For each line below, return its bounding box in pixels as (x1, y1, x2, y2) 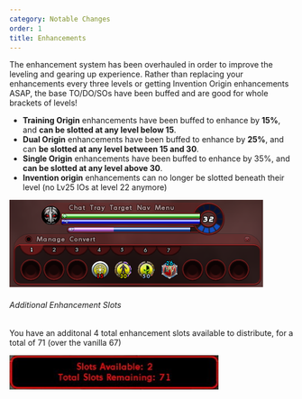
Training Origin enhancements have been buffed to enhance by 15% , (22, 115, 281, 126)
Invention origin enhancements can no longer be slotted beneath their (22, 172, 285, 184)
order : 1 (9, 23, 42, 33)
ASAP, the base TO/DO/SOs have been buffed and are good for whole (9, 88, 269, 99)
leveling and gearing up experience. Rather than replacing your (9, 68, 243, 80)
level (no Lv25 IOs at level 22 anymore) (22, 182, 168, 193)
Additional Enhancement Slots (9, 299, 122, 310)
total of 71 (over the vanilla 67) (9, 337, 122, 348)
